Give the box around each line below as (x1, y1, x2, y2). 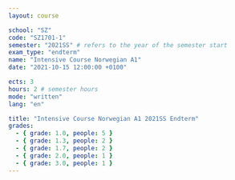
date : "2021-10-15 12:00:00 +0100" (8, 63, 128, 72)
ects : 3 (8, 78, 34, 86)
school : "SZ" (8, 26, 52, 34)
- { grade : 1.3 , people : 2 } (15, 137, 113, 145)
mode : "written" (8, 93, 63, 101)
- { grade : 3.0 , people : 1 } (15, 159, 113, 167)
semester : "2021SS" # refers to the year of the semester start (8, 41, 228, 49)
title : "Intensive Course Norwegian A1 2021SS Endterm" (8, 114, 199, 122)
